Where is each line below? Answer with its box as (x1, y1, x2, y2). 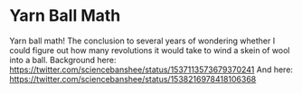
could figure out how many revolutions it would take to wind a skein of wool (9, 44, 290, 55)
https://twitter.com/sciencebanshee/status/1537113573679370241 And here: (9, 64, 294, 75)
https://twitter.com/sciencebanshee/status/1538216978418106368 (9, 73, 257, 84)
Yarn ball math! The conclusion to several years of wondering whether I (9, 35, 276, 46)
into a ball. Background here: (9, 54, 117, 65)
